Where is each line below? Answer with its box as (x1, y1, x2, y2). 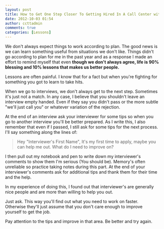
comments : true (5, 25, 36, 30)
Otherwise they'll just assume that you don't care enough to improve (5, 204, 143, 209)
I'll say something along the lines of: (5, 129, 78, 135)
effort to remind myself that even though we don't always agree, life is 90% (5, 59, 159, 65)
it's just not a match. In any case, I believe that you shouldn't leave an (5, 94, 145, 100)
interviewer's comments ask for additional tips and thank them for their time (5, 169, 158, 175)
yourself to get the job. (5, 209, 51, 215)
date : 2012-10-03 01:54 (5, 16, 54, 21)
